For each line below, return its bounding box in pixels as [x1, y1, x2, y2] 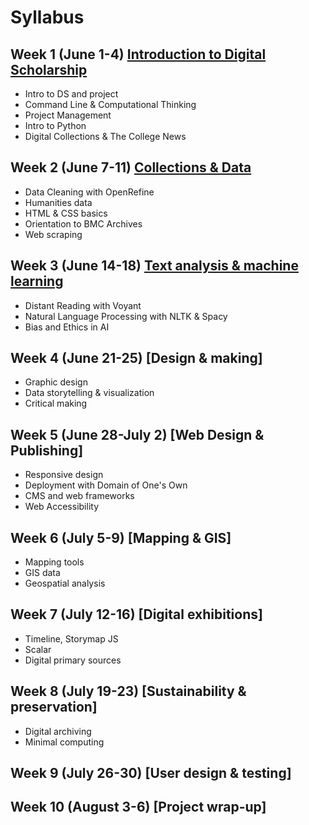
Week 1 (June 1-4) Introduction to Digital [10, 46, 267, 63]
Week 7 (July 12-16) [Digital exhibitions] [10, 606, 263, 623]
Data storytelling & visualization [24, 387, 155, 399]
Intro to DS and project [24, 88, 119, 100]
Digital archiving [24, 725, 92, 737]
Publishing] [10, 442, 84, 459]
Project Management [24, 109, 112, 121]
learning [10, 273, 64, 290]
